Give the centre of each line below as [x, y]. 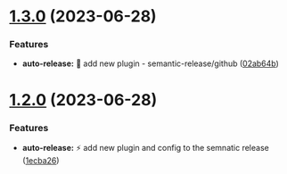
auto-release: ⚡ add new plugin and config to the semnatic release [145, 147]
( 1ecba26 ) [41, 160]
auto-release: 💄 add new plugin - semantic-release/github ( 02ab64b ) [150, 63]
